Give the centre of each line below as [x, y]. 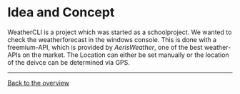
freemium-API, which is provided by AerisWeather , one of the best [105, 47]
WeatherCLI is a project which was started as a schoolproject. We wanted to [120, 32]
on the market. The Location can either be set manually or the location [126, 55]
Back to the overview [39, 83]
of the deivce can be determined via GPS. [69, 62]
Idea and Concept [61, 12]
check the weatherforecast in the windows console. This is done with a [112, 39]
